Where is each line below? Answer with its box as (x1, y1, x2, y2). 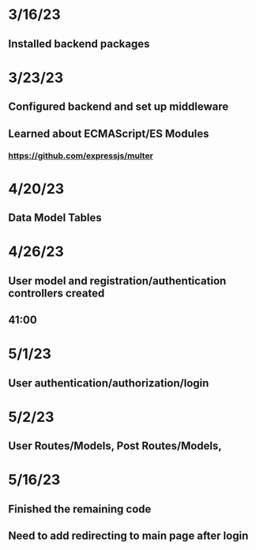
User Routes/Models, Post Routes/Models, (8, 439, 223, 453)
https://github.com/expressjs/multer (8, 150, 154, 161)
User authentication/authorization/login (8, 376, 209, 390)
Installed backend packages (8, 37, 150, 51)
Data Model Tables (8, 211, 103, 224)
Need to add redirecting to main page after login (8, 529, 249, 543)
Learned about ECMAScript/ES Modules (8, 126, 209, 140)
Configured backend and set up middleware (8, 100, 229, 114)
